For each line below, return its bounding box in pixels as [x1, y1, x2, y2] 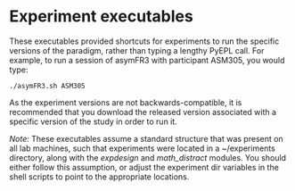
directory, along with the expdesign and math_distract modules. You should [9, 152, 287, 162]
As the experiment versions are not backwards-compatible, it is [9, 96, 242, 108]
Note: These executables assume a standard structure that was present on [9, 133, 283, 144]
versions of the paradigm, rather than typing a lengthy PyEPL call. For [9, 45, 265, 55]
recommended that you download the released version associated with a [9, 106, 277, 117]
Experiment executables [9, 6, 193, 27]
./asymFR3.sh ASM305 [9, 81, 86, 90]
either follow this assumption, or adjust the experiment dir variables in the [9, 162, 279, 172]
